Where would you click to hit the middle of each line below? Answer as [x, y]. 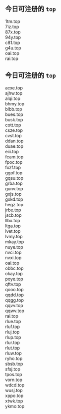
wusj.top [14, 390]
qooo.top [14, 289]
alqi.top [13, 98]
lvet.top [13, 231]
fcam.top [14, 157]
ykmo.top [15, 406]
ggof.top [14, 173]
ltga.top [13, 226]
